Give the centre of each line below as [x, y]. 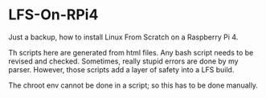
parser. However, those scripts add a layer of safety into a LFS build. [121, 69]
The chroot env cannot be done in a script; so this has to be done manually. [133, 85]
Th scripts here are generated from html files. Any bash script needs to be [131, 52]
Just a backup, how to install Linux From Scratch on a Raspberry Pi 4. [123, 37]
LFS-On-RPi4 [53, 15]
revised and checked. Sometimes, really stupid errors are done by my [123, 61]
